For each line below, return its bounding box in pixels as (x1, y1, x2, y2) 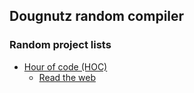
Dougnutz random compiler (9, 8, 185, 25)
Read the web (38, 71, 96, 83)
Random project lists (9, 38, 112, 52)
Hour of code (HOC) (23, 60, 108, 73)
